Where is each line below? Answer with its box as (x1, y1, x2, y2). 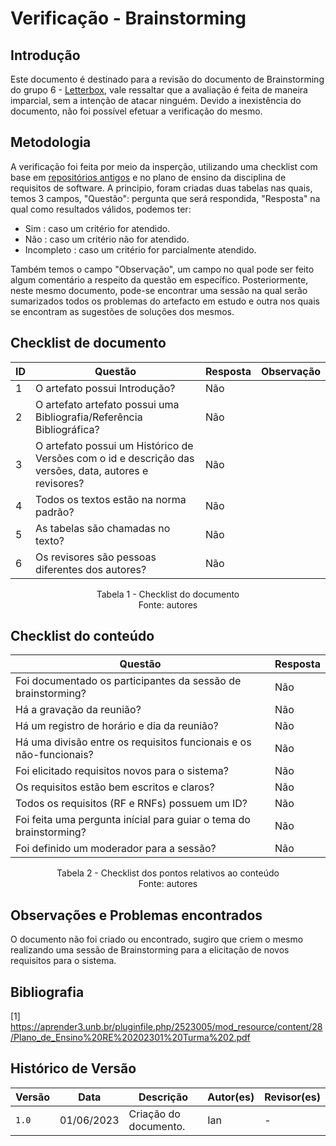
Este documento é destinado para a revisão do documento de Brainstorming (10, 73, 325, 85)
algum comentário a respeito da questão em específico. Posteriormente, (10, 273, 309, 286)
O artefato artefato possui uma (35, 397, 180, 411)
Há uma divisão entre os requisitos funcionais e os (15, 735, 252, 749)
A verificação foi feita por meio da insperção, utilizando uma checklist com (10, 160, 318, 172)
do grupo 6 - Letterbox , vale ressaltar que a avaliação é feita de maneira (10, 84, 308, 96)
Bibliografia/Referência (35, 410, 143, 424)
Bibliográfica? (35, 422, 100, 436)
